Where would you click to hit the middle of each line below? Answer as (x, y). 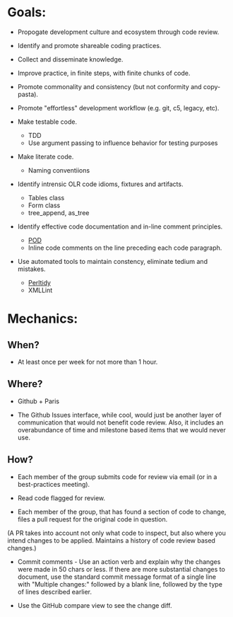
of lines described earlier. (55, 592)
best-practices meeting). (54, 484)
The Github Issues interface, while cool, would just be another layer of (119, 415)
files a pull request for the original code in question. (92, 519)
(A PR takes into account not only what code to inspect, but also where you (116, 533)
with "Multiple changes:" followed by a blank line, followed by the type (120, 584)
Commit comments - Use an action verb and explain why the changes (119, 561)
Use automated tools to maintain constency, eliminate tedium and (113, 261)
